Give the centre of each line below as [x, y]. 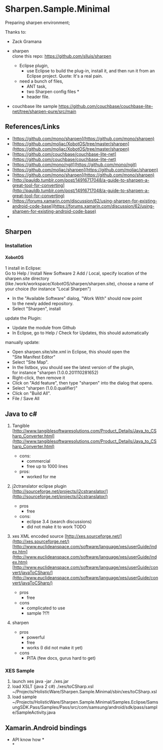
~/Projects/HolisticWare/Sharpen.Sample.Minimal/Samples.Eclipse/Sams [85, 702]
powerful [36, 637]
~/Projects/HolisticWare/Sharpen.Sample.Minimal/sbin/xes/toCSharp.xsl [84, 692]
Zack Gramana [27, 41]
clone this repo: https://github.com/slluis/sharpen [62, 56]
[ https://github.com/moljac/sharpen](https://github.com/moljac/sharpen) [85, 170]
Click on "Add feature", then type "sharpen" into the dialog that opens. [82, 383]
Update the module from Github [44, 328]
